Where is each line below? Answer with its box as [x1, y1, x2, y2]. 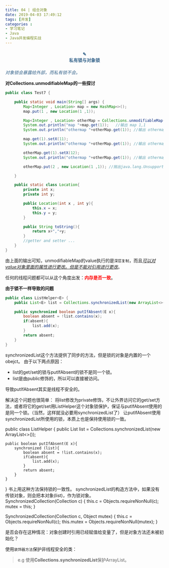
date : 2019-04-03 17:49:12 [5, 12, 62, 17]
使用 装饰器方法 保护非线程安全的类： [5, 546, 77, 552]
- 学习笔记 [5, 26, 25, 31]
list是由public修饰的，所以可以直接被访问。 [12, 375, 102, 381]
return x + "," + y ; [32, 229, 66, 234]
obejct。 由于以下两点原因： [5, 358, 64, 364]
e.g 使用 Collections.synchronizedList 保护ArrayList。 [17, 557, 129, 563]
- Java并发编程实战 [5, 36, 42, 41]
